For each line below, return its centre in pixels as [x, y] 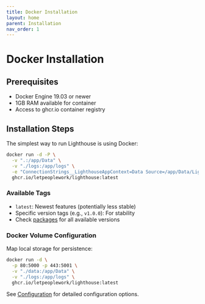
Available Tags [28, 193]
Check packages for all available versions [67, 219]
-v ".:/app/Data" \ [37, 160]
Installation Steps [40, 129]
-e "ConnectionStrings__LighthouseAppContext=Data [77, 172]
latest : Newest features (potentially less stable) [75, 206]
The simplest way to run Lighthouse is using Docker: [72, 144]
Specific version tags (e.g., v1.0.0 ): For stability [75, 213]
